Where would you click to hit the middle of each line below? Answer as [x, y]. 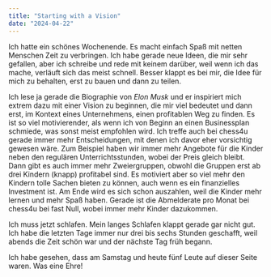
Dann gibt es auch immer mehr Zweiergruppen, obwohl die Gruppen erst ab [135, 165]
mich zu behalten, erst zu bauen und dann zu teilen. [95, 81]
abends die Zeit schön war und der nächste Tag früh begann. [110, 241]
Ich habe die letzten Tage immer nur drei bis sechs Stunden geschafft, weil [133, 232]
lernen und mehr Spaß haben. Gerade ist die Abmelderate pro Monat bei [129, 200]
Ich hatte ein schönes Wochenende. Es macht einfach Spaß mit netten [125, 46]
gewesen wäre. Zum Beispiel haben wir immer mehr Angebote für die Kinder [136, 148]
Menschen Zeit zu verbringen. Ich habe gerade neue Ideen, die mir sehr [128, 55]
